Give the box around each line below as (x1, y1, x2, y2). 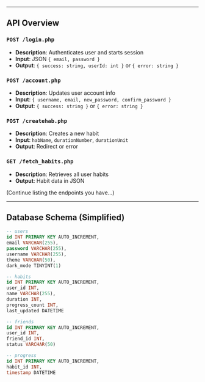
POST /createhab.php (6, 117, 68, 124)
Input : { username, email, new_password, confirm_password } (15, 95, 172, 103)
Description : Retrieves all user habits (15, 171, 109, 178)
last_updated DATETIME (6, 307, 64, 314)
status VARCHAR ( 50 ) (6, 342, 56, 348)
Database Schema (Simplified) (6, 212, 125, 222)
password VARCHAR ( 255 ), (6, 246, 67, 252)
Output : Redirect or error (15, 143, 78, 150)
